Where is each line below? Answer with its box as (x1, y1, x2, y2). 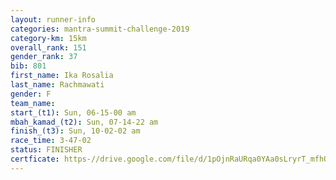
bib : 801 (10, 61, 47, 71)
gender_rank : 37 (10, 52, 78, 62)
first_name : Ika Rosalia (10, 71, 114, 81)
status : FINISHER (10, 145, 83, 155)
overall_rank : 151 (10, 42, 87, 53)
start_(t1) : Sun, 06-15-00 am (10, 107, 137, 118)
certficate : (10, 154, 60, 164)
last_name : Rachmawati (10, 80, 105, 90)
